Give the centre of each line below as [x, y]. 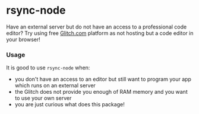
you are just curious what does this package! [70, 104]
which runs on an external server [55, 85]
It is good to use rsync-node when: [48, 68]
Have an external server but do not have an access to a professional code [97, 27]
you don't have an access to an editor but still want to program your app [103, 79]
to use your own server [43, 98]
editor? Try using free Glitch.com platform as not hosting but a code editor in [100, 33]
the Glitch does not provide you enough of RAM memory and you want [101, 92]
